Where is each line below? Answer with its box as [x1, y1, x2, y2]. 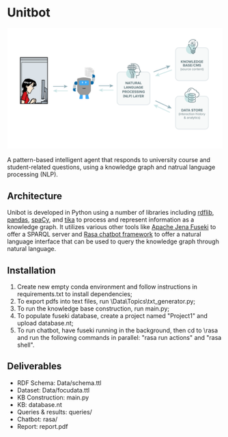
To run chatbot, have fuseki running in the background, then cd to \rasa [16, 326, 218, 334]
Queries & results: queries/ [16, 408, 92, 416]
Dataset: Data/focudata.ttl [16, 386, 90, 394]
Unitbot [7, 5, 51, 21]
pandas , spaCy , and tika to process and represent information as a [7, 215, 195, 224]
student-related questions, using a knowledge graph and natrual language [7, 163, 216, 172]
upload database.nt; [16, 319, 74, 328]
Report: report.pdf [16, 422, 68, 430]
